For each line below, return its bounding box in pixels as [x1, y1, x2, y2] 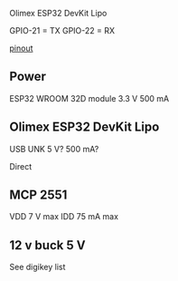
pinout [9, 43, 33, 53]
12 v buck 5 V [9, 237, 86, 253]
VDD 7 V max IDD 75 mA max [9, 211, 119, 222]
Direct [9, 160, 33, 171]
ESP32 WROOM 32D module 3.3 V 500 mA [9, 92, 170, 103]
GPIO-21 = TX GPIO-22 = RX [9, 25, 116, 35]
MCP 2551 [9, 188, 68, 203]
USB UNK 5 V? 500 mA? [9, 143, 99, 154]
